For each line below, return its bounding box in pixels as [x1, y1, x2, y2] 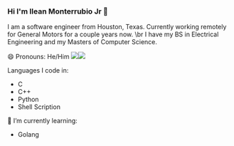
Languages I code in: [7, 66, 69, 75]
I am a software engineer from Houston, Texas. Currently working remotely [7, 23, 227, 31]
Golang [17, 130, 39, 139]
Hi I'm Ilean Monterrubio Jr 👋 [7, 6, 109, 16]
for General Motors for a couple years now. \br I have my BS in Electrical [7, 30, 219, 38]
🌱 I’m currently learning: [7, 117, 78, 125]
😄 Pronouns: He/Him [7, 53, 70, 61]
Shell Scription [17, 103, 60, 111]
